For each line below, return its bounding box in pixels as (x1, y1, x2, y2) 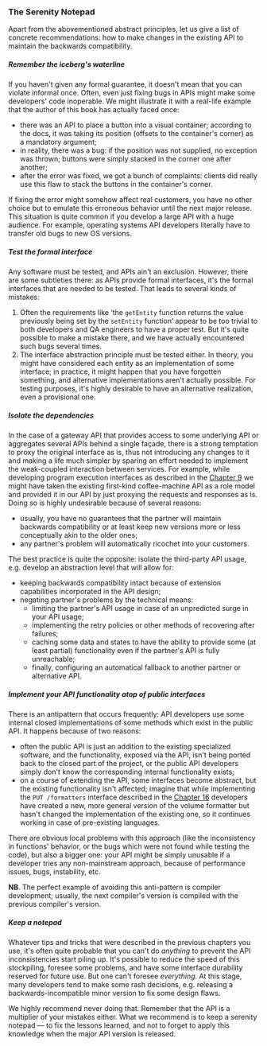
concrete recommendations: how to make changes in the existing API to (8, 33, 244, 42)
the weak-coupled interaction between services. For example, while (8, 465, 230, 474)
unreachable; (31, 655, 75, 664)
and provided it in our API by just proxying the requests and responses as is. (8, 490, 258, 500)
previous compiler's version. (8, 900, 102, 909)
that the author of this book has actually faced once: (8, 105, 180, 115)
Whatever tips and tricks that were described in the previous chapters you (8, 938, 251, 947)
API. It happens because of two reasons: (8, 726, 141, 736)
